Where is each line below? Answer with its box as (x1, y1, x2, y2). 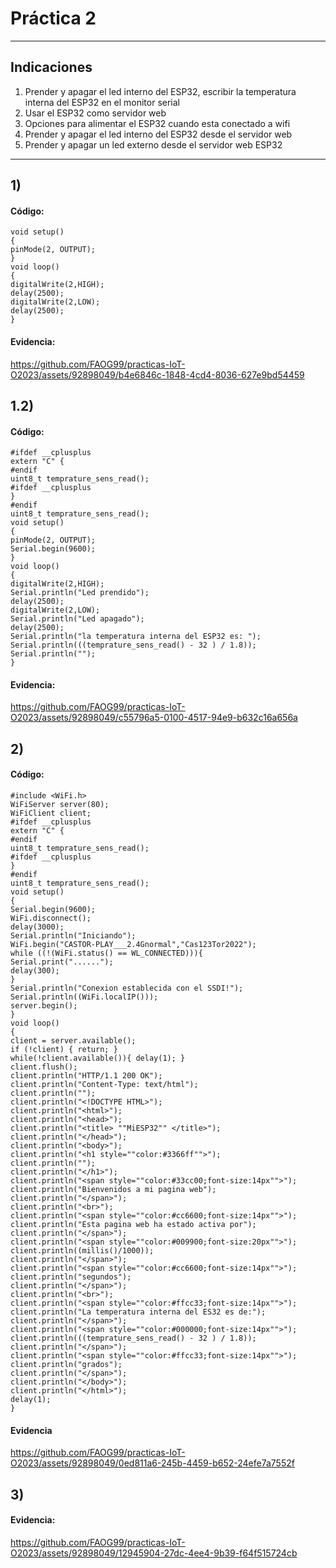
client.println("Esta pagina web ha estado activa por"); (10, 1219, 257, 1229)
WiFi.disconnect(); (10, 913, 92, 923)
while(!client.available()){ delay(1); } (10, 1053, 186, 1063)
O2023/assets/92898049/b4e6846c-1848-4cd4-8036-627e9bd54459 (10, 368, 305, 381)
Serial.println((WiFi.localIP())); (10, 992, 159, 1002)
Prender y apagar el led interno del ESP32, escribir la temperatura (24, 85, 297, 97)
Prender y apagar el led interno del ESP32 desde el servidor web (24, 128, 293, 140)
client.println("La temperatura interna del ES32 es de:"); (10, 1307, 267, 1317)
